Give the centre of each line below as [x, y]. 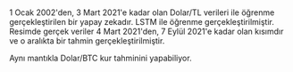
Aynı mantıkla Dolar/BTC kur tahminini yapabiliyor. [100, 58]
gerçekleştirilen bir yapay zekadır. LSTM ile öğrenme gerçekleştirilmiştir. [142, 22]
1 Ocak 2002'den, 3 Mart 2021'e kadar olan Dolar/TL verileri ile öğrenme [142, 12]
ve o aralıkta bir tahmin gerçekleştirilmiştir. [87, 41]
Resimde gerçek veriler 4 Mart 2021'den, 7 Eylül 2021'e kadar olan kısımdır [146, 32]
